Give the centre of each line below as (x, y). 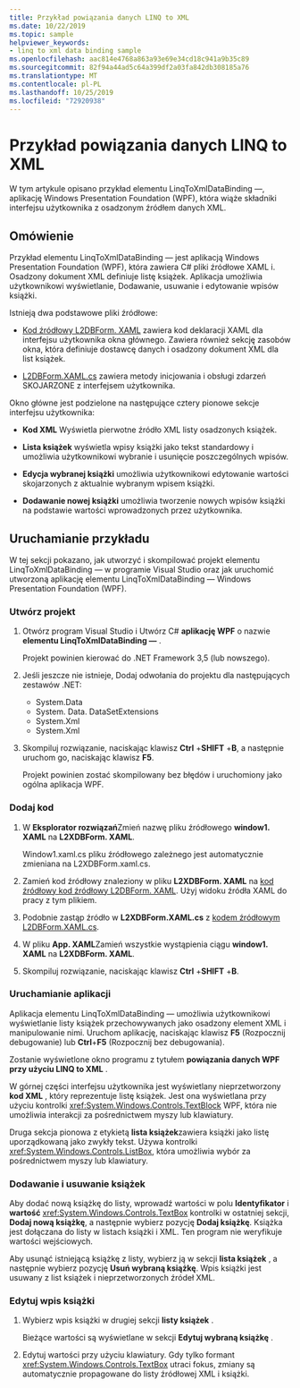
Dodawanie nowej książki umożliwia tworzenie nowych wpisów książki (154, 501)
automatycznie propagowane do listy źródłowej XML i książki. (136, 1374)
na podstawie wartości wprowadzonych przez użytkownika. (132, 510)
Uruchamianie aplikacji (60, 994)
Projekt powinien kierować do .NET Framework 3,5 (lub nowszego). (146, 658)
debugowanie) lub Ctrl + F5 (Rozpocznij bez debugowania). (117, 1042)
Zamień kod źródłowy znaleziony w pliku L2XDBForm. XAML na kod (148, 881)
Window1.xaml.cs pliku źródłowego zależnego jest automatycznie (142, 854)
